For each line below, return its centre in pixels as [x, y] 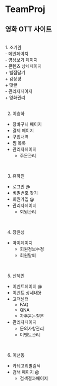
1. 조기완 [13, 47]
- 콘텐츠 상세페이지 [24, 66]
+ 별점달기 [15, 72]
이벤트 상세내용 [27, 293]
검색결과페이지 [34, 378]
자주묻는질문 [32, 316]
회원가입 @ [23, 199]
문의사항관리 [32, 328]
